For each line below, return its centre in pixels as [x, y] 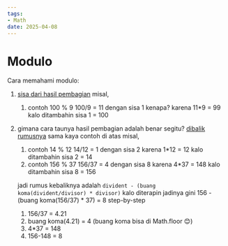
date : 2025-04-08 [32, 27]
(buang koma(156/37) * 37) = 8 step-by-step [81, 201]
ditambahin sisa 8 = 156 [62, 172]
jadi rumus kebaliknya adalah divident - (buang [86, 185]
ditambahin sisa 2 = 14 [60, 157]
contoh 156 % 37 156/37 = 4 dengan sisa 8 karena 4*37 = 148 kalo [124, 164]
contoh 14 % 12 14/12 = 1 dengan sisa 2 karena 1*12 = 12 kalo [115, 150]
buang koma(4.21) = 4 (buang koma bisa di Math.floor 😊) [110, 222]
